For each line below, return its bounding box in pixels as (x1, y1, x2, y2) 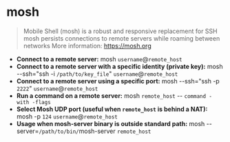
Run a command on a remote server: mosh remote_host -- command (16, 91, 207, 100)
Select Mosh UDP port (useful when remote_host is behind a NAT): (16, 105, 208, 113)
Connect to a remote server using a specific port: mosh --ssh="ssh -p (16, 77, 220, 85)
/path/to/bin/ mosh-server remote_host (39, 127, 151, 135)
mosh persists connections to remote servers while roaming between (23, 34, 220, 42)
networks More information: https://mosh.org (23, 41, 152, 50)
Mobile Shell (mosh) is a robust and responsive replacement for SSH (23, 27, 218, 35)
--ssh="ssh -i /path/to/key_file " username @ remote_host (16, 70, 178, 78)
